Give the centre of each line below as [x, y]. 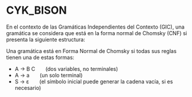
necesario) [28, 87]
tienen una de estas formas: [40, 57]
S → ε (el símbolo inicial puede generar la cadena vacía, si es [94, 82]
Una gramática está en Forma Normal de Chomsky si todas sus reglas [91, 51]
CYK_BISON [36, 10]
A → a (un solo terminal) [49, 75]
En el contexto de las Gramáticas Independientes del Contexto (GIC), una [95, 27]
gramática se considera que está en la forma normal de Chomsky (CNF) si [97, 33]
